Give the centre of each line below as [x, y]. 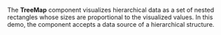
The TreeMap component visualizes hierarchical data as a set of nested [111, 10]
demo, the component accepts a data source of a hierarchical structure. [111, 24]
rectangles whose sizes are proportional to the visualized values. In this [110, 17]
